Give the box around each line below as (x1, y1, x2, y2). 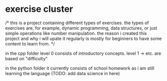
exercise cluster (5, 3, 73, 15)
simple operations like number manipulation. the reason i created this (5, 30, 147, 36)
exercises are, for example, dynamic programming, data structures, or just (5, 25, 158, 31)
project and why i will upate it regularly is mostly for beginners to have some (5, 36, 162, 41)
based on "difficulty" (5, 55, 48, 61)
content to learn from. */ (5, 40, 55, 46)
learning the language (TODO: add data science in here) (5, 70, 120, 76)
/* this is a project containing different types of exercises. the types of (5, 20, 149, 26)
